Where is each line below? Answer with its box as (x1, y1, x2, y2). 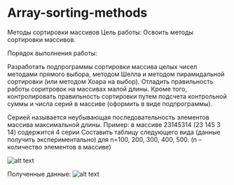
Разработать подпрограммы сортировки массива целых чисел (7, 62, 198, 71)
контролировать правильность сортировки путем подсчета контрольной (7, 92, 227, 101)
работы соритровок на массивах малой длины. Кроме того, (7, 84, 188, 93)
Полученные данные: (7, 170, 71, 178)
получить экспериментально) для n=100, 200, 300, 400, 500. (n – (7, 135, 202, 144)
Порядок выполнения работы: (7, 49, 98, 57)
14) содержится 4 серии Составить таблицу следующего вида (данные (7, 128, 221, 136)
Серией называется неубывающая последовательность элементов (7, 113, 210, 121)
